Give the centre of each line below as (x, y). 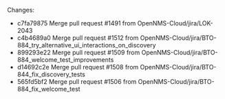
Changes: (21, 10)
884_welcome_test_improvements (65, 60)
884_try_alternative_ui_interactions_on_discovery (86, 45)
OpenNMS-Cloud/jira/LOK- (175, 23)
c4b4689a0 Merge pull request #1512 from (78, 38)
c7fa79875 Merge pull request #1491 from (76, 23)
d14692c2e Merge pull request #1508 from (78, 67)
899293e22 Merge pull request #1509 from (78, 52)
